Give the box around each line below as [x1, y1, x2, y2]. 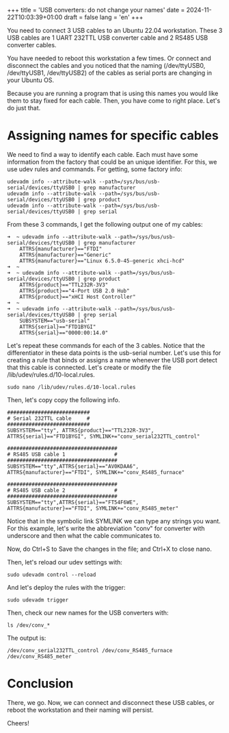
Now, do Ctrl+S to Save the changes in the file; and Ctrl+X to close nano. [7, 545, 212, 553]
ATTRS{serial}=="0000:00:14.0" [19, 329, 109, 336]
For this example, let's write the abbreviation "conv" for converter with [7, 524, 205, 532]
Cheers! [7, 719, 29, 727]
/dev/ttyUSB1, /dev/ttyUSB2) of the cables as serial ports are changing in [7, 69, 212, 77]
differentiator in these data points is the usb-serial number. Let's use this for [7, 349, 221, 357]
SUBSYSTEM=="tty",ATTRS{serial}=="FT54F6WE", [7, 499, 139, 506]
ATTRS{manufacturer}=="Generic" [19, 251, 111, 258]
